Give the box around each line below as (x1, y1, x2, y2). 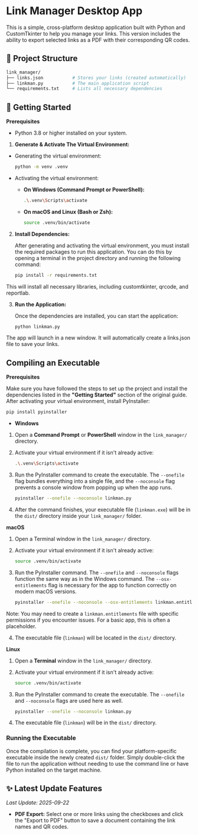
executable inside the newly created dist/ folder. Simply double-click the (6, 754, 185, 761)
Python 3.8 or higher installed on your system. (14, 129, 128, 137)
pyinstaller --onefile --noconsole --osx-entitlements (14, 599, 153, 605)
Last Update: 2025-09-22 (6, 799, 70, 807)
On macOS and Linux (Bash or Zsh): (23, 208, 113, 215)
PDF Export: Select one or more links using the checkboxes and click (14, 811, 184, 818)
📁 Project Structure (6, 53, 78, 63)
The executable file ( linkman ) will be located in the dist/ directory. (14, 634, 176, 641)
